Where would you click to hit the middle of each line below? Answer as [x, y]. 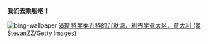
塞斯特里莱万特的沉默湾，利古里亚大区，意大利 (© [129, 25]
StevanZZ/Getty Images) [42, 33]
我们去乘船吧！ [28, 11]
